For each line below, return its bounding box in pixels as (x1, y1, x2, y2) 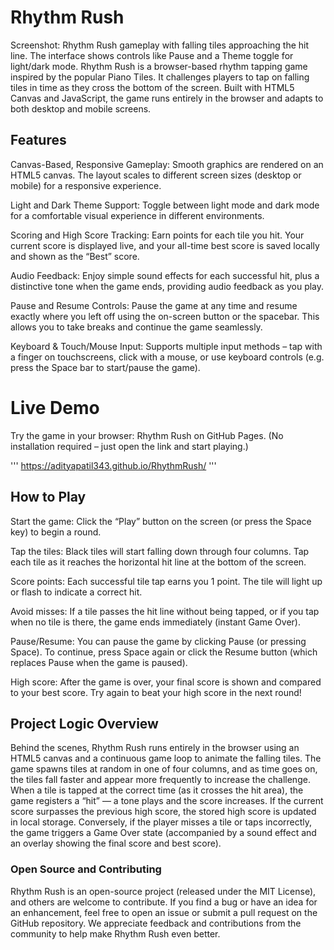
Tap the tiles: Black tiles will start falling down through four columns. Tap (10, 545, 310, 557)
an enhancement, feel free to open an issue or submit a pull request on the (10, 906, 318, 918)
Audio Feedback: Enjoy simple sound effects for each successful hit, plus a (10, 269, 320, 281)
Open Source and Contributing (10, 862, 162, 876)
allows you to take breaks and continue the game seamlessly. (10, 321, 263, 333)
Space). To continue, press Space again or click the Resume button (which (10, 646, 318, 658)
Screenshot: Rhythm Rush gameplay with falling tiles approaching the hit (10, 39, 310, 51)
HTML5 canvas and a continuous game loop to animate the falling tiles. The (10, 752, 322, 765)
